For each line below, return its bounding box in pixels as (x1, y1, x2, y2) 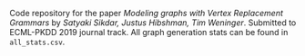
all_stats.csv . (9, 36, 66, 47)
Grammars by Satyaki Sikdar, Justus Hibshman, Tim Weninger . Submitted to (9, 17, 297, 28)
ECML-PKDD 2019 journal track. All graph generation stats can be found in (9, 27, 289, 37)
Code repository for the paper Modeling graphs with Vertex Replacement (9, 8, 284, 18)
